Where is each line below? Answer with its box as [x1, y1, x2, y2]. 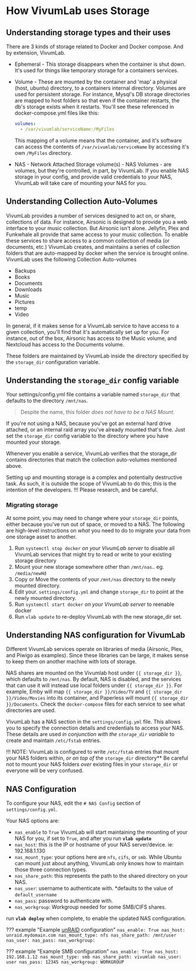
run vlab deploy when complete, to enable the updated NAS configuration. [6, 915, 186, 922]
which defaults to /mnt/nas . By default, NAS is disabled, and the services [6, 676, 181, 683]
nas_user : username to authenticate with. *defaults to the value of [14, 885, 174, 892]
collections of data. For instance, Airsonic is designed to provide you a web [6, 218, 187, 225]
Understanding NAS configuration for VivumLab [6, 630, 185, 640]
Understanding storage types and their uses [6, 28, 171, 38]
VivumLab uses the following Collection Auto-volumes [6, 255, 137, 262]
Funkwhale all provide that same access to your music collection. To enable [6, 231, 188, 238]
